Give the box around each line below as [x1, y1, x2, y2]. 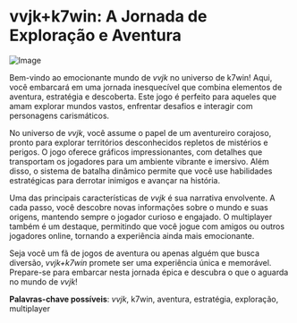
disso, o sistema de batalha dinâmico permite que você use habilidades [9, 166, 273, 176]
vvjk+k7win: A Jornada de [9, 6, 208, 27]
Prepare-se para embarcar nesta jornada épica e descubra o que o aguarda [9, 267, 289, 277]
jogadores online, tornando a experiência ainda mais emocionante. [9, 230, 255, 241]
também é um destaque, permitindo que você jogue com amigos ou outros [9, 221, 284, 232]
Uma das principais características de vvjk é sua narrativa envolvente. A [9, 192, 276, 203]
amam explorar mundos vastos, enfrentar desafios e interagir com [9, 100, 253, 111]
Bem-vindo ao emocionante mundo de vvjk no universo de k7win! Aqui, [9, 72, 273, 82]
